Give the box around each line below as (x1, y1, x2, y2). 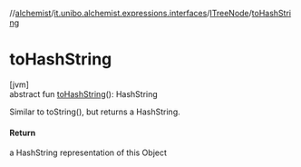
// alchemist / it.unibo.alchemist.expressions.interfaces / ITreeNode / (9, 8, 252, 18)
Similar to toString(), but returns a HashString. (9, 106, 180, 117)
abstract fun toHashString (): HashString (9, 88, 159, 99)
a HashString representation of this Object (9, 147, 168, 158)
